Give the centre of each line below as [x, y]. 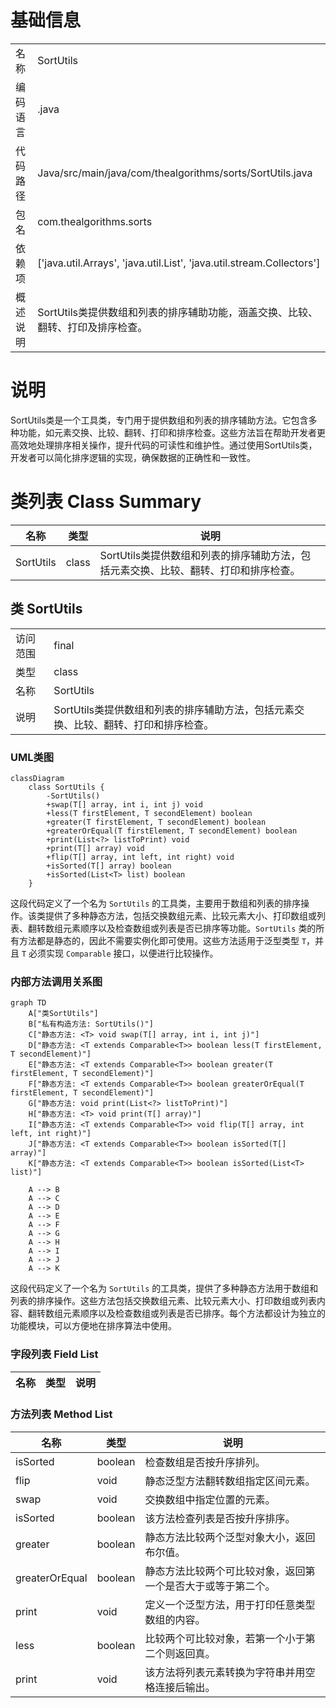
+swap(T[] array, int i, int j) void [124, 804]
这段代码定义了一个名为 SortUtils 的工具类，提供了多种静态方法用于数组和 [164, 1288]
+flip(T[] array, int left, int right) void [140, 857]
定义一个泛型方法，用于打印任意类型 [230, 1604]
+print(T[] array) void [95, 848]
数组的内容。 [175, 1619]
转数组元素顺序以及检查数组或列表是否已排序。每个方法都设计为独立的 [181, 1313]
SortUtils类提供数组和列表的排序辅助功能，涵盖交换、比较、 [177, 312]
